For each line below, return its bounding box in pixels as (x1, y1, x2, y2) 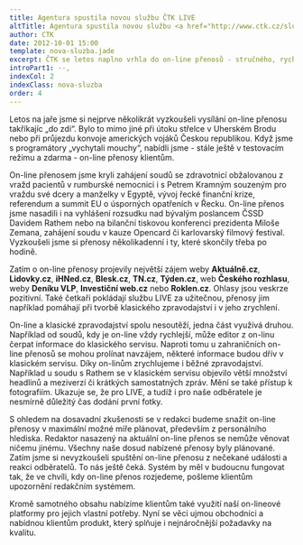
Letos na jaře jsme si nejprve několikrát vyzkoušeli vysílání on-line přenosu (9, 114, 287, 125)
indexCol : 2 (9, 72, 54, 81)
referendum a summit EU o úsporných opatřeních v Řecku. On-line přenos (9, 198, 285, 208)
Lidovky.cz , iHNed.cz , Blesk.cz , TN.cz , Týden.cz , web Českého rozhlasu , (9, 272, 290, 284)
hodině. (9, 245, 38, 257)
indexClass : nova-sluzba (9, 80, 103, 89)
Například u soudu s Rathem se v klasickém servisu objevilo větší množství (9, 367, 288, 378)
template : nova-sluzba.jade (9, 47, 115, 56)
